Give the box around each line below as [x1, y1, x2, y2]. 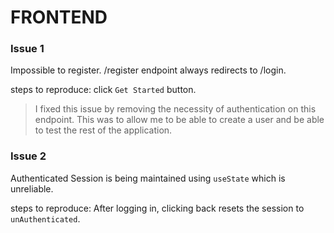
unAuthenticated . [10, 212, 81, 225]
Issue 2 [10, 149, 47, 163]
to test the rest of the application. [34, 124, 173, 136]
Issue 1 [10, 42, 45, 56]
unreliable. [10, 182, 54, 195]
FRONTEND [10, 6, 108, 29]
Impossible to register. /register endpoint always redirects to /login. [10, 64, 287, 76]
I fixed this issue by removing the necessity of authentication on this [34, 103, 317, 115]
